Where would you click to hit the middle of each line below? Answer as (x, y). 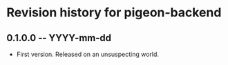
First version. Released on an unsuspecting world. (88, 54)
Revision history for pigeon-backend (114, 13)
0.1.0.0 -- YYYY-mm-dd (59, 38)
